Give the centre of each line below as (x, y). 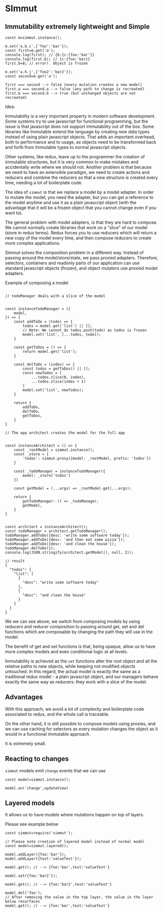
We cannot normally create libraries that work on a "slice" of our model (76, 227)
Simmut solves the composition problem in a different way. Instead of (74, 253)
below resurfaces (23, 902)
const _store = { (31, 454)
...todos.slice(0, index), (58, 377)
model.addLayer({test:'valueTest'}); (43, 859)
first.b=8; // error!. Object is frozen (47, 64)
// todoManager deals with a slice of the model (55, 296)
